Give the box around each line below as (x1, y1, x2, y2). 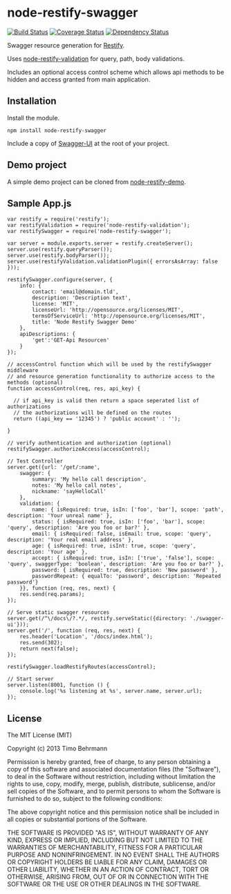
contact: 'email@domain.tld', (32, 288, 119, 295)
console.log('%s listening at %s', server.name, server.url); (19, 688, 203, 695)
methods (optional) (7, 379, 64, 387)
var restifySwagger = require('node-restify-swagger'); (7, 228, 172, 235)
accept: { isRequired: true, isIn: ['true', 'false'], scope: (32, 555, 215, 561)
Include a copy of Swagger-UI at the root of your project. (7, 139, 169, 147)
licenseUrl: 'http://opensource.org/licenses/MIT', (32, 306, 185, 314)
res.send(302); (19, 640, 64, 646)
